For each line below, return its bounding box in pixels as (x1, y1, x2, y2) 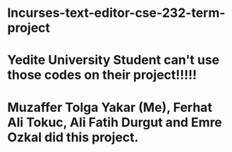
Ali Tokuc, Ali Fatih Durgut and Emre (7, 114, 222, 130)
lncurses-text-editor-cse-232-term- (7, 5, 226, 21)
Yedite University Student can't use (7, 52, 220, 68)
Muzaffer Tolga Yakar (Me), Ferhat (7, 99, 213, 115)
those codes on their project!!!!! (7, 67, 197, 83)
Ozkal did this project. (7, 129, 139, 145)
